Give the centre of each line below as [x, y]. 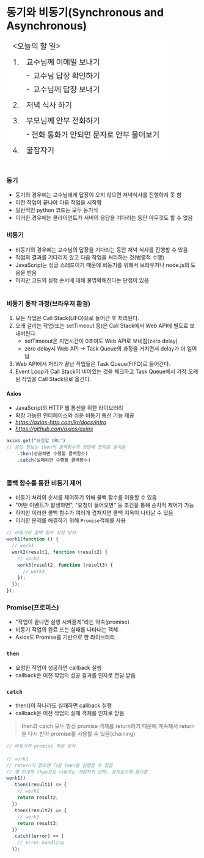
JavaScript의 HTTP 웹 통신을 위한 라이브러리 [69, 408]
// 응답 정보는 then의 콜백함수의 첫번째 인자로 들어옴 [66, 447]
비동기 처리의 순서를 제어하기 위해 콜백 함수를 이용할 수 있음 [86, 498]
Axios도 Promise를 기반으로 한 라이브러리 [65, 637]
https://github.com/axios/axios [54, 429]
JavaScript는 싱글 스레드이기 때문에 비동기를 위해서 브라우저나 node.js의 [102, 265]
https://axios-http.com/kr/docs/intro [61, 423]
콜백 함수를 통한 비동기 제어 [44, 483]
